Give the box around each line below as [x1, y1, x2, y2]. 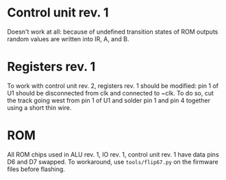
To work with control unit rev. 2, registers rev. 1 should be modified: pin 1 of [7, 81, 219, 90]
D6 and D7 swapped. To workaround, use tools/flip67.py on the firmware [7, 157, 218, 166]
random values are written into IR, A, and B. [7, 34, 129, 43]
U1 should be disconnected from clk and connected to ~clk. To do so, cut [7, 89, 214, 97]
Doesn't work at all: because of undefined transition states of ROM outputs [7, 27, 218, 36]
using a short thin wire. [7, 103, 72, 111]
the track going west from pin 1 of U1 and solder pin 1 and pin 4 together [7, 96, 211, 104]
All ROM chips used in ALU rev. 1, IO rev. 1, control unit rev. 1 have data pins [7, 150, 219, 159]
